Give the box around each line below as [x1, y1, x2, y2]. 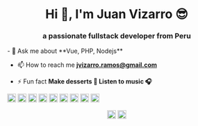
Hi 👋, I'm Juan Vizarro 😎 [44, 6, 189, 22]
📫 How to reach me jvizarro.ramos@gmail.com [17, 61, 158, 69]
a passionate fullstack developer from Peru [42, 31, 191, 41]
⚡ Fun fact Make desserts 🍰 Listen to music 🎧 [17, 77, 152, 86]
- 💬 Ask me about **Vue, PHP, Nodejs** [7, 47, 123, 55]
